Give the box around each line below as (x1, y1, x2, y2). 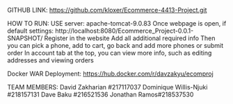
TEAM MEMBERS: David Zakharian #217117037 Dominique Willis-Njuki (7, 83, 208, 91)
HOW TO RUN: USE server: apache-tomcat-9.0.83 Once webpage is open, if (7, 19, 227, 27)
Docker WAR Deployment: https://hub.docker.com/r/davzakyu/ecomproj (7, 69, 214, 78)
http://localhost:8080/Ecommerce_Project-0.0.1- (55, 27, 194, 35)
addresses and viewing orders (7, 56, 94, 64)
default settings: (7, 27, 54, 35)
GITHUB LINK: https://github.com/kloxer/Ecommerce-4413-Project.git (7, 6, 207, 14)
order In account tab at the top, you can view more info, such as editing (7, 49, 212, 57)
